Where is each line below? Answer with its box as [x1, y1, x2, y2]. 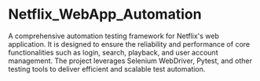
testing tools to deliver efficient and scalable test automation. [8, 64, 206, 73]
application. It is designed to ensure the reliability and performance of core [8, 39, 250, 48]
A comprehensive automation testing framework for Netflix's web [8, 31, 220, 40]
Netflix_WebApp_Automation [8, 5, 202, 23]
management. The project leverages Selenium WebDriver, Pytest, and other [8, 56, 253, 65]
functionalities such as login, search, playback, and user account [8, 48, 218, 57]
